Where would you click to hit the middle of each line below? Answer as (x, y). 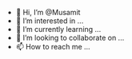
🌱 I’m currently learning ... (58, 29)
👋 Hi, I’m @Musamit (48, 12)
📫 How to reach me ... (53, 47)
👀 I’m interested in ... (50, 21)
